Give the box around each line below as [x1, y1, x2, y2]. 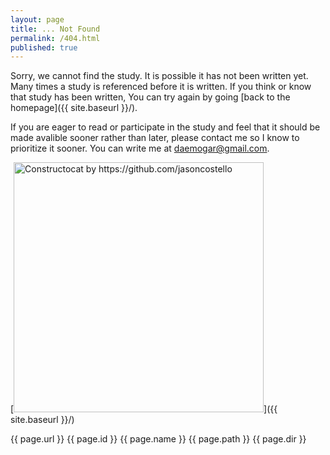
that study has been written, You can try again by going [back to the [10, 91, 291, 103]
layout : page [10, 14, 65, 25]
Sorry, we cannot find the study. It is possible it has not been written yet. [10, 70, 309, 82]
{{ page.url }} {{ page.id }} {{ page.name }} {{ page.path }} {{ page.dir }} [10, 433, 307, 445]
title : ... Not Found [10, 24, 101, 34]
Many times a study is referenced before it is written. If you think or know [10, 81, 312, 93]
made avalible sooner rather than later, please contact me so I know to [10, 132, 300, 144]
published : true [10, 42, 78, 53]
